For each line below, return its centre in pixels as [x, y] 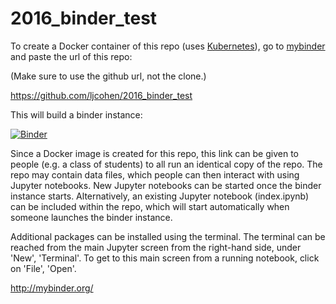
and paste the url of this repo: [71, 56]
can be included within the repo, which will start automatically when [150, 206]
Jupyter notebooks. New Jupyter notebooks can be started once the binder [166, 185]
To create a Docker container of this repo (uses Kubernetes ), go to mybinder [168, 46]
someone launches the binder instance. [91, 217]
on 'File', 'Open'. [43, 268]
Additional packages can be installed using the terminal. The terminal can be [168, 236]
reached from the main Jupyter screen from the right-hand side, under [156, 247]
